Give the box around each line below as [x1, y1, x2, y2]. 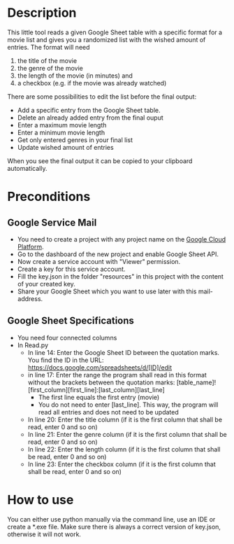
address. [17, 294, 43, 302]
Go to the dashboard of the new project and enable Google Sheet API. [17, 250, 219, 258]
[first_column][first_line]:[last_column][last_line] [27, 385, 166, 393]
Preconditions [7, 189, 91, 204]
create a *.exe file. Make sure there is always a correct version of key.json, [7, 522, 221, 531]
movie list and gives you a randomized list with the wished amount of [7, 35, 206, 43]
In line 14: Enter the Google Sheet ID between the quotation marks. [27, 348, 220, 356]
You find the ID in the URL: [27, 356, 104, 364]
